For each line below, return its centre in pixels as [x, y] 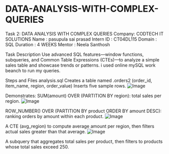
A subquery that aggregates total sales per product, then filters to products [84, 141]
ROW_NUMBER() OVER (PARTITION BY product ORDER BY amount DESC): [83, 111]
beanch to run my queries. [33, 70]
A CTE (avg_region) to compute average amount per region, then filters [80, 126]
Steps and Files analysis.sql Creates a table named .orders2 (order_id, [79, 80]
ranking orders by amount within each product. [54, 116]
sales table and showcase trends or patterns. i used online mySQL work [81, 65]
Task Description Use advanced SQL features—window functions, [75, 54]
